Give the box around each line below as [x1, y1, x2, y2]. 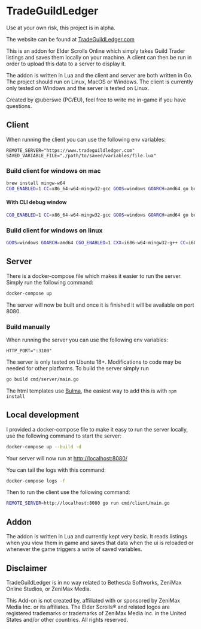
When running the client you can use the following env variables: [6, 136, 166, 143]
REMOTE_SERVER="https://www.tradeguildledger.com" [6, 147, 135, 154]
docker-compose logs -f [6, 478, 66, 484]
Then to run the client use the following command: [6, 489, 130, 496]
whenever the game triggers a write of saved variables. [6, 546, 142, 553]
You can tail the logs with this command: [6, 466, 106, 474]
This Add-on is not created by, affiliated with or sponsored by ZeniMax [6, 597, 181, 604]
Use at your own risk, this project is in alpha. [6, 24, 115, 31]
